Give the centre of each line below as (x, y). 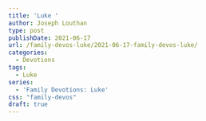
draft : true (28, 104)
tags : (17, 68)
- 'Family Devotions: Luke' (62, 90)
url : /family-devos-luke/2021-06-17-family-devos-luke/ (103, 45)
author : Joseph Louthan (48, 23)
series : (21, 82)
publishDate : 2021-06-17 (50, 38)
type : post (26, 30)
